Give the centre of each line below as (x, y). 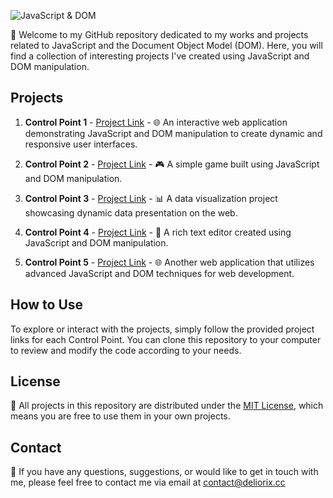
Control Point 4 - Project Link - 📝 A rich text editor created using (158, 232)
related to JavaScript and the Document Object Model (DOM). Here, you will (166, 45)
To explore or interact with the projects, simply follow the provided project (162, 329)
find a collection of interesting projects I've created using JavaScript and (160, 56)
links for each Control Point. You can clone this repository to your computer (166, 339)
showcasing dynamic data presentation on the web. (131, 212)
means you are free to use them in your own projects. (120, 416)
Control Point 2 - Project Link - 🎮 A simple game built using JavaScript (172, 164)
